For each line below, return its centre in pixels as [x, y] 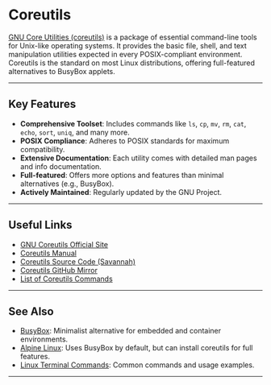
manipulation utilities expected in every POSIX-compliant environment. [125, 54]
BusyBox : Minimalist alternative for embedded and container [121, 331]
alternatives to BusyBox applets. [62, 71]
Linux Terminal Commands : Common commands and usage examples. [137, 365]
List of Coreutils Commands [66, 279]
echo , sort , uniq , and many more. [75, 132]
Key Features [42, 104]
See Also [31, 311]
